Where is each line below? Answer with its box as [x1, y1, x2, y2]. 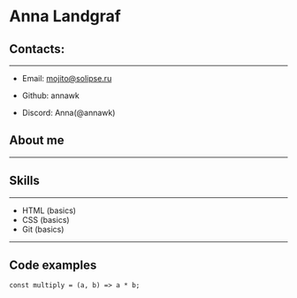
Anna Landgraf [9, 6, 121, 27]
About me [9, 133, 65, 148]
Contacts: [9, 42, 65, 57]
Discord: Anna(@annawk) [21, 108, 116, 118]
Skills [9, 173, 40, 188]
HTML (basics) [21, 205, 77, 216]
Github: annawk [21, 90, 80, 101]
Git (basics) [21, 224, 65, 234]
